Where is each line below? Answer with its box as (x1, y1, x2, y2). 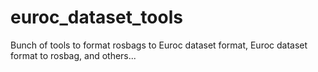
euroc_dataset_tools (10, 6, 183, 29)
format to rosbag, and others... (10, 49, 137, 61)
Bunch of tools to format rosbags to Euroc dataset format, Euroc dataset (10, 39, 308, 51)
